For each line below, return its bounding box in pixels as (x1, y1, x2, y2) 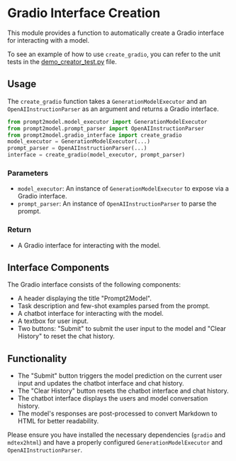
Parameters (7, 168, 48, 178)
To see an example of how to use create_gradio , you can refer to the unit (7, 50, 221, 58)
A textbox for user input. (17, 317, 89, 325)
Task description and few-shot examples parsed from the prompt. (17, 302, 210, 310)
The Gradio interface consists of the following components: (7, 280, 181, 289)
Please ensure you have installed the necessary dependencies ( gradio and (7, 430, 225, 439)
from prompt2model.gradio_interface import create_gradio (7, 132, 182, 139)
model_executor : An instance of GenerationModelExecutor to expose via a (17, 184, 229, 193)
